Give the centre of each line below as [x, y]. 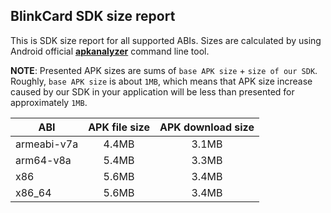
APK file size [119, 127]
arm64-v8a [43, 160]
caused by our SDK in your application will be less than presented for [152, 91]
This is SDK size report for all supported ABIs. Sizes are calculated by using [166, 40]
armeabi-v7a [47, 144]
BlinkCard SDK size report [93, 16]
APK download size [207, 127]
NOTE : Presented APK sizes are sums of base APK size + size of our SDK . [164, 70]
